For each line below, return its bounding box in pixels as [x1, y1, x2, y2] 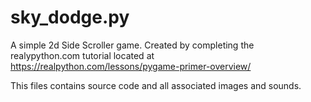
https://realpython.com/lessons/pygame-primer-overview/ [10, 60, 252, 72]
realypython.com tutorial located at [10, 49, 155, 61]
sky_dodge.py [10, 6, 130, 29]
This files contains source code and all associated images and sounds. [10, 79, 302, 91]
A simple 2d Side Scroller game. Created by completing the [10, 39, 255, 51]
